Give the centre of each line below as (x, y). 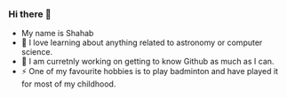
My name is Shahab (57, 34)
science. (37, 52)
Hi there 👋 (30, 14)
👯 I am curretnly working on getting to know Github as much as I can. (147, 62)
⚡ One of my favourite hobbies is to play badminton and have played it (150, 72)
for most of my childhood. (68, 84)
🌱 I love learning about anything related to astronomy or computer (142, 42)
